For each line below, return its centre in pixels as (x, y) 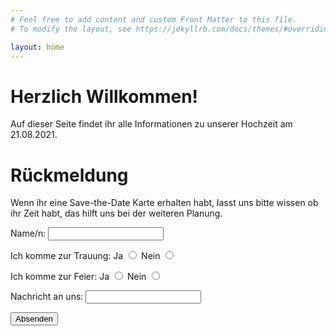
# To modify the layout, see (71, 29)
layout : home (37, 47)
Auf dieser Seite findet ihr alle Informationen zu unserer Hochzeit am (151, 124)
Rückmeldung (69, 175)
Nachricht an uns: (47, 297)
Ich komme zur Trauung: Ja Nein (85, 256)
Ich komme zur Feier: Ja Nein (78, 277)
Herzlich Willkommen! (104, 96)
